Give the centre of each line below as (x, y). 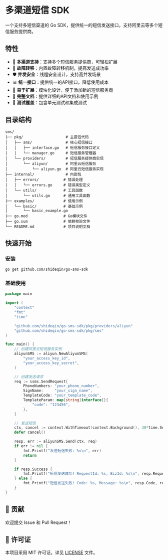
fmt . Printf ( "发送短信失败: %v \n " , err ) (62, 451)
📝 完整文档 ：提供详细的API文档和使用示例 (55, 96)
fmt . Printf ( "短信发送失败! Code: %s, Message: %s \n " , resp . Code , (90, 483)
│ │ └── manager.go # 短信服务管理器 (51, 153)
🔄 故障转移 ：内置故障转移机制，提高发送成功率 (60, 68)
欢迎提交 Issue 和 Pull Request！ (38, 522)
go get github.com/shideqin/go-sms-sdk (47, 269)
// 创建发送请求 (29, 377)
